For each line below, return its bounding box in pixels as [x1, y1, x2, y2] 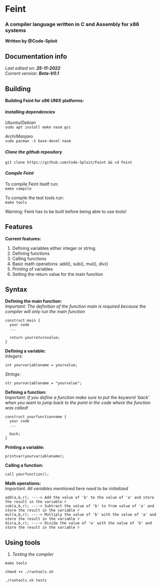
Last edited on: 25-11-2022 [5, 65, 61, 71]
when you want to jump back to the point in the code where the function [5, 400, 151, 406]
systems [5, 27, 26, 34]
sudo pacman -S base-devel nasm [5, 138, 71, 144]
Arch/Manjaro [5, 134, 33, 139]
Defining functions [12, 250, 50, 256]
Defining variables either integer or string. [12, 245, 97, 251]
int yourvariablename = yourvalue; [5, 363, 78, 368]
